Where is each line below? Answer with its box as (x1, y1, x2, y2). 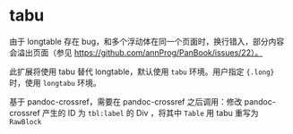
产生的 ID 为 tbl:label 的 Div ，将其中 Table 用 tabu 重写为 (41, 107, 259, 118)
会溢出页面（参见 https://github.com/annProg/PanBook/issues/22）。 (9, 46, 263, 58)
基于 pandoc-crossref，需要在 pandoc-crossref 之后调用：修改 (9, 96, 243, 107)
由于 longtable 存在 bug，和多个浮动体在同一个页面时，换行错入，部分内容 (9, 36, 285, 46)
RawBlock (9, 117, 42, 126)
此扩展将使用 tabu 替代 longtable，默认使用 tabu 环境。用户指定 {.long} (9, 66, 275, 77)
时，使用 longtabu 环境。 (9, 77, 101, 88)
